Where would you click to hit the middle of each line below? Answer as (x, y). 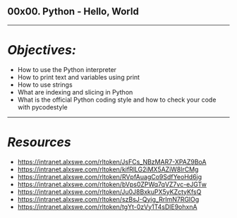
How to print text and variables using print (78, 77)
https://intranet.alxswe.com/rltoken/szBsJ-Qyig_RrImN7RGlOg (108, 199)
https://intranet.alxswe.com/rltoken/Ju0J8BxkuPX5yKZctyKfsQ (109, 192)
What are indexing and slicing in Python (75, 92)
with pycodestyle (43, 107)
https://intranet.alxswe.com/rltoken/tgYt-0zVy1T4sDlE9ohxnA (107, 207)
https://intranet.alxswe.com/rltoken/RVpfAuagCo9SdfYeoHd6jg (110, 176)
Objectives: (42, 50)
